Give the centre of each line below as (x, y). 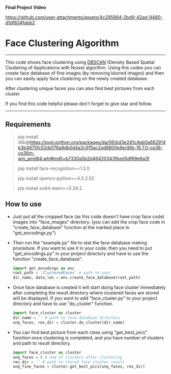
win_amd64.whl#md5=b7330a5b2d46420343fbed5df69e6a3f (83, 158)
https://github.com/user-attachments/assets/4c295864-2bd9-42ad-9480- (84, 17)
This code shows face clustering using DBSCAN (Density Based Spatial (80, 62)
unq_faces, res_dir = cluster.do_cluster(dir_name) (68, 322)
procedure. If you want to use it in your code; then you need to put (82, 248)
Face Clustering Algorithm (62, 43)
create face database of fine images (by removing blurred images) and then (85, 73)
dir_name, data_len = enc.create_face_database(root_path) (77, 278)
